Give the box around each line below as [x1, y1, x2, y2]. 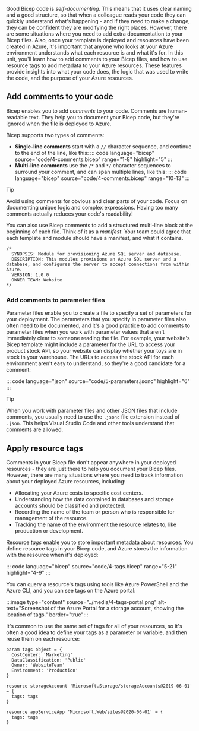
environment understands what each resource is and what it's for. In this [6, 49, 184, 56]
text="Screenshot [6, 605, 49, 612]
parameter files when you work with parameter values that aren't [6, 328, 165, 336]
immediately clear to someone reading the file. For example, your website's [6, 335, 190, 342]
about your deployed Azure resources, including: [6, 477, 126, 485]
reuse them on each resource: [6, 635, 80, 642]
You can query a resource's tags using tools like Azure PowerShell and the [6, 580, 188, 587]
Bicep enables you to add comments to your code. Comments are [6, 107, 167, 115]
